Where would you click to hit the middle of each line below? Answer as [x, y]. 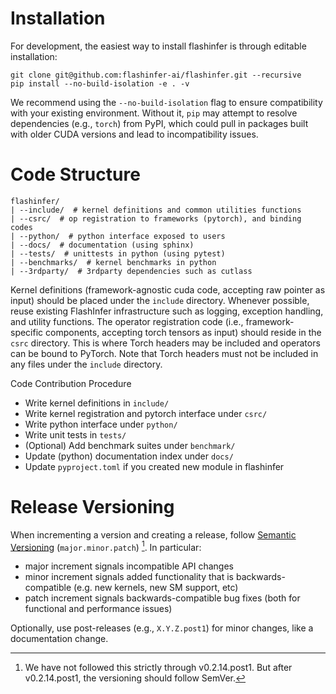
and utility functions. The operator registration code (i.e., [127, 321]
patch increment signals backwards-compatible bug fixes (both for [162, 598]
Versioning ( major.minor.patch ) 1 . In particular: [106, 546]
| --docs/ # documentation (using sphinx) [102, 245]
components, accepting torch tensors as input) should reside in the [183, 332]
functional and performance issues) [98, 609]
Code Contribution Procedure [71, 383]
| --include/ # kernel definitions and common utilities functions [156, 210]
